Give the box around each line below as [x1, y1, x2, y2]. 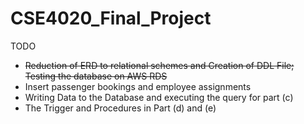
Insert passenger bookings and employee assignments [24, 80, 252, 92]
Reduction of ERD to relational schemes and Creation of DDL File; [24, 59, 295, 71]
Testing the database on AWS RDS [24, 70, 168, 82]
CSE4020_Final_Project [10, 7, 212, 30]
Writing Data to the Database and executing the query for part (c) [24, 91, 294, 103]
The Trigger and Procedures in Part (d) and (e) [24, 102, 217, 114]
